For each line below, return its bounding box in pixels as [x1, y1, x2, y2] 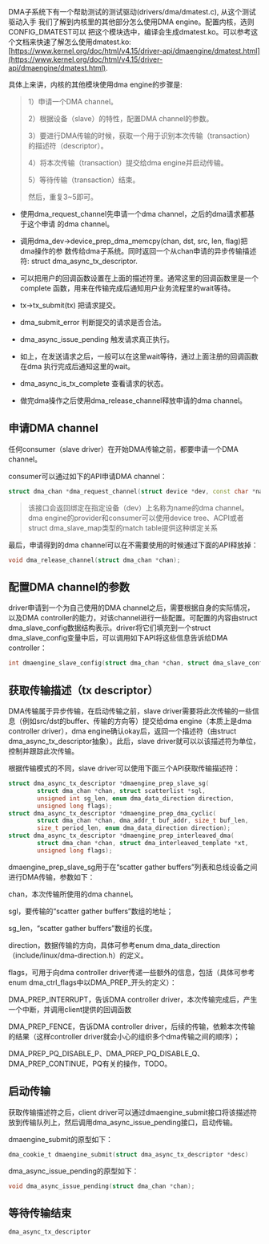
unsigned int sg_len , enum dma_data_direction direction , [37, 794, 235, 803]
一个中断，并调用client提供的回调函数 [8, 1004, 132, 1014]
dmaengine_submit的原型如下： [8, 1134, 114, 1144]
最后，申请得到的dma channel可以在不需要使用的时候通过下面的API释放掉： [8, 540, 259, 550]
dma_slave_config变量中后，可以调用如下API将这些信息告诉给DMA [8, 633, 228, 643]
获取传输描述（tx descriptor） [8, 683, 159, 697]
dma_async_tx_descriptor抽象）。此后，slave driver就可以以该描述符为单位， [8, 737, 260, 746]
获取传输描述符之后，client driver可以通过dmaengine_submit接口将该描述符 [8, 1107, 258, 1117]
